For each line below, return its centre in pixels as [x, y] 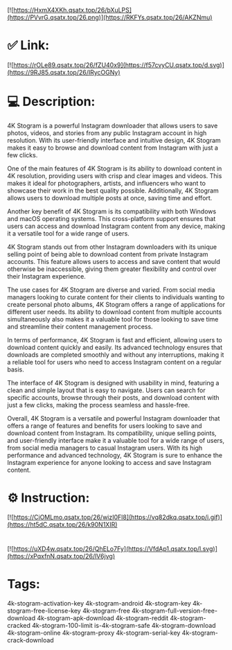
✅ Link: [28, 45]
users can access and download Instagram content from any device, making [116, 226]
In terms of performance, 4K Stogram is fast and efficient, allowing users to [115, 340]
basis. [16, 369]
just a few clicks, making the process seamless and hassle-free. [99, 405]
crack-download [30, 640]
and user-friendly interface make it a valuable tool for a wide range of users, [116, 440]
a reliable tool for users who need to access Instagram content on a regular [114, 362]
